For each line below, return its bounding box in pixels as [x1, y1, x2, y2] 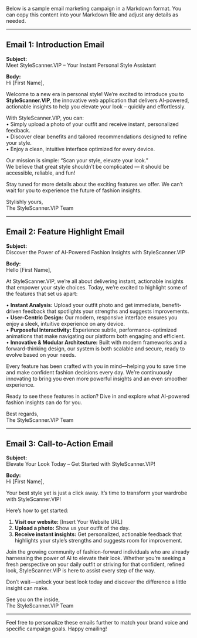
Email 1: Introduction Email [6, 40, 104, 50]
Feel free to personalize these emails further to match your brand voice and [6, 619, 189, 626]
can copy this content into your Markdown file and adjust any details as [6, 11, 179, 18]
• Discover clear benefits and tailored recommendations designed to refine [6, 133, 188, 140]
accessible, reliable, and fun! [6, 169, 76, 176]
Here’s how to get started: [6, 507, 69, 514]
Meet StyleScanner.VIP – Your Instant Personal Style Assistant [6, 62, 157, 69]
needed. [6, 18, 26, 24]
